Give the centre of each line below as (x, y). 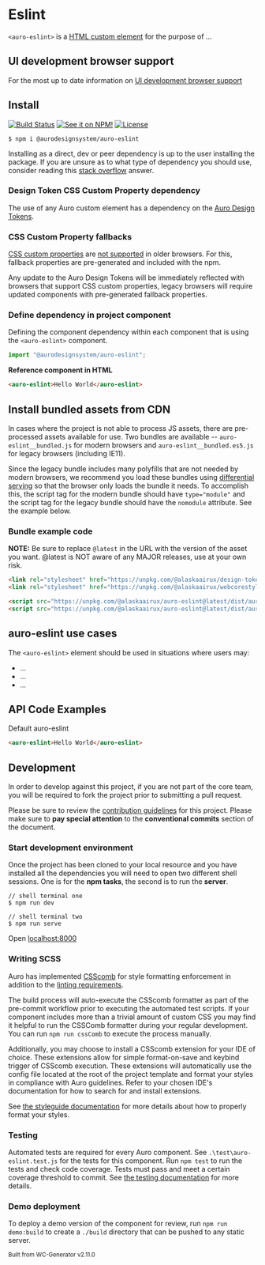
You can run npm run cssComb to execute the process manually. (110, 1033)
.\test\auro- (230, 1153)
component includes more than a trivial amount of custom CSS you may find (132, 1017)
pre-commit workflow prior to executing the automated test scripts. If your (129, 1008)
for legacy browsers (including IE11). (67, 454)
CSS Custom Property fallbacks (70, 236)
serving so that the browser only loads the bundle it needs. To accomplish (128, 486)
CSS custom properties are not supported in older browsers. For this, (120, 254)
